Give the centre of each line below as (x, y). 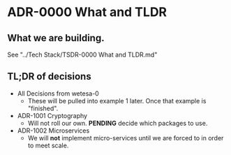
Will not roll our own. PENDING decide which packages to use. (118, 123)
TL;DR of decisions (50, 76)
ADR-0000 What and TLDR (87, 12)
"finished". (43, 108)
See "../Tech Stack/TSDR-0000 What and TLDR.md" (82, 54)
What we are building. (56, 38)
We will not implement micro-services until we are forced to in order (126, 138)
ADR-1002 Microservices (53, 131)
